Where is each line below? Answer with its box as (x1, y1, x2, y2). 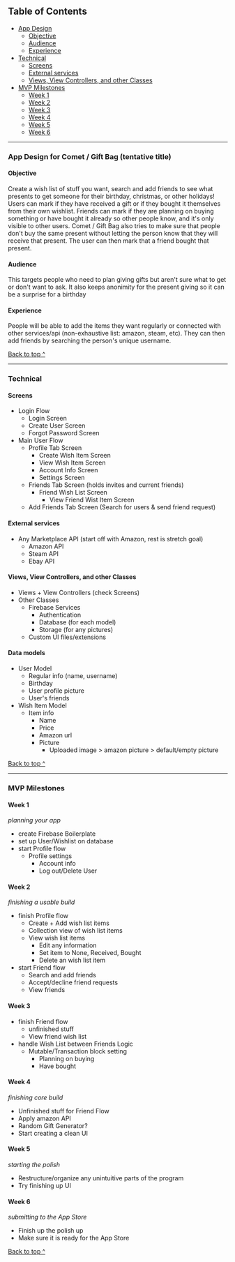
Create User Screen (28, 421, 86, 430)
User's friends (28, 694, 70, 703)
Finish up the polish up (17, 1226, 84, 1235)
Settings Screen (38, 474, 85, 482)
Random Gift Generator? (17, 1121, 88, 1129)
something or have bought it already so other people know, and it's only (8, 214, 215, 223)
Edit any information (38, 941, 97, 949)
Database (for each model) (38, 617, 116, 626)
